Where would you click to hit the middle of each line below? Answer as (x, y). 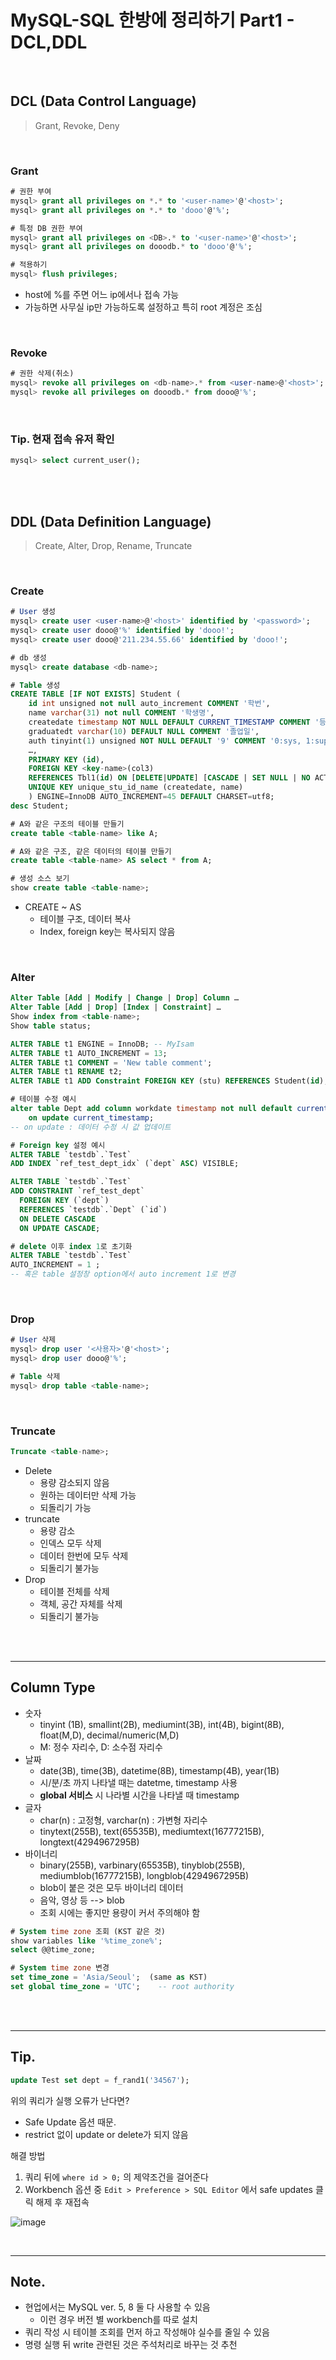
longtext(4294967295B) (89, 1842)
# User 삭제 (33, 1340)
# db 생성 (28, 657)
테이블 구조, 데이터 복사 (85, 919)
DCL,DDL (49, 42)
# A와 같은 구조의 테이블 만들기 (67, 824)
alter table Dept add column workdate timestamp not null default (151, 1109)
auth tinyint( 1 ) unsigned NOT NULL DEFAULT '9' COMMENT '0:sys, (165, 741)
